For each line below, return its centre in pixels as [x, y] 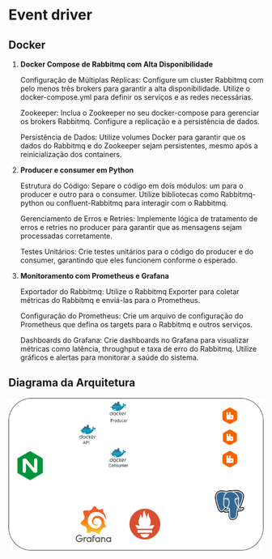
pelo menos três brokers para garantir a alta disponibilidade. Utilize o [135, 88]
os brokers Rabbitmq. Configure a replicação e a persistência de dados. [140, 122]
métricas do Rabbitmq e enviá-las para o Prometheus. [110, 300]
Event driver [51, 15]
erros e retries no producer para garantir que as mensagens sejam [131, 227]
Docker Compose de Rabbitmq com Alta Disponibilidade [116, 64]
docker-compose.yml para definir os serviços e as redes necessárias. [136, 97]
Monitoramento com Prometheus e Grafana [95, 276]
